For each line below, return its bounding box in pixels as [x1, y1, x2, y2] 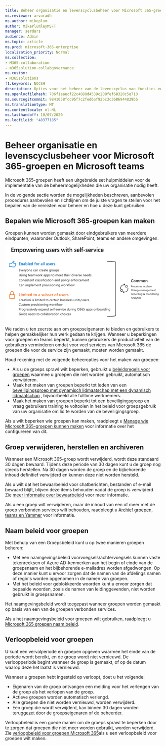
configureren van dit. [5, 428, 48, 434]
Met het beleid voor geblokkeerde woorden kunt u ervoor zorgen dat [12, 581, 152, 586]
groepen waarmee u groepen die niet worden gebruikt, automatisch [12, 372, 150, 377]
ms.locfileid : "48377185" [5, 118, 58, 123]
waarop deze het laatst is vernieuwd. [5, 664, 80, 670]
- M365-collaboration [5, 60, 50, 65]
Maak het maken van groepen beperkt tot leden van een [12, 382, 127, 388]
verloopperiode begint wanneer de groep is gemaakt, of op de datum [5, 659, 146, 665]
